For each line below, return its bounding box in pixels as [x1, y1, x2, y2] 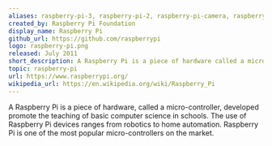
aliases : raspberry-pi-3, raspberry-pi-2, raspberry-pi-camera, [8, 11, 230, 20]
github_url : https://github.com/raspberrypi [8, 34, 161, 43]
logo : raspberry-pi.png [8, 42, 89, 50]
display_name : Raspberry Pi [8, 27, 104, 35]
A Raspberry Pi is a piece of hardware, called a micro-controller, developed [8, 102, 259, 112]
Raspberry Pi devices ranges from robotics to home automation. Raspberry [8, 119, 259, 129]
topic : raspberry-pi [8, 65, 79, 73]
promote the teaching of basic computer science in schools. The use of [8, 110, 247, 120]
